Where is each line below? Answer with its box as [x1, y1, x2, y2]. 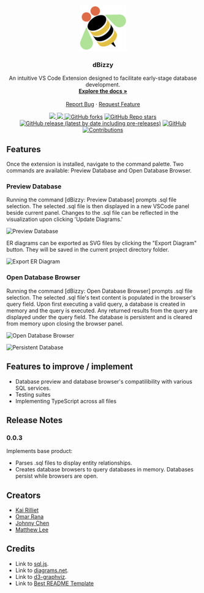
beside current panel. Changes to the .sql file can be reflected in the [6, 209, 179, 217]
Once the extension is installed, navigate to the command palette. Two [6, 160, 184, 168]
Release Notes [6, 415, 63, 425]
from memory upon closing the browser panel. [6, 320, 124, 327]
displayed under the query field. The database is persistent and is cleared [6, 313, 193, 320]
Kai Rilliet [15, 506, 39, 514]
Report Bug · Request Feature [66, 101, 140, 108]
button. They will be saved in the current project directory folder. [6, 246, 170, 254]
